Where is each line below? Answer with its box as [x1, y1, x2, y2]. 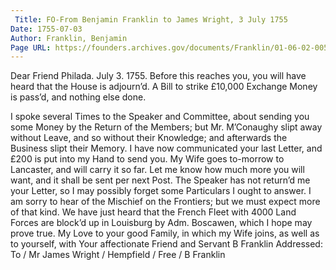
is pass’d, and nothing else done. [10, 91, 147, 103]
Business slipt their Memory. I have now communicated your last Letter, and [10, 142, 323, 155]
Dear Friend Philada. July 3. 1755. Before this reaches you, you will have [10, 70, 307, 82]
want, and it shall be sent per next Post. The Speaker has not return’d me [10, 174, 311, 186]
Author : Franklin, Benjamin [10, 33, 128, 43]
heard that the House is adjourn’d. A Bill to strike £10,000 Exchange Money [10, 81, 318, 93]
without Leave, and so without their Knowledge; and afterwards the [10, 132, 288, 144]
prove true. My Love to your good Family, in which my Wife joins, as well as [10, 227, 320, 240]
